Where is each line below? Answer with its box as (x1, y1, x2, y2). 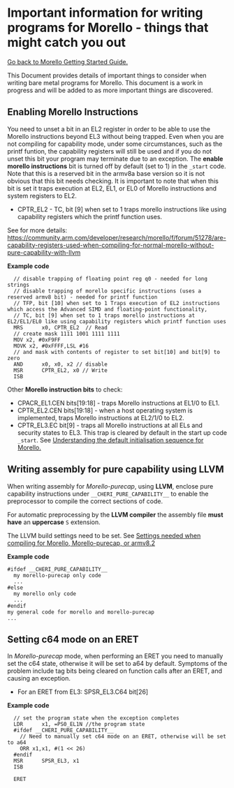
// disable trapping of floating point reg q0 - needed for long (13, 275, 208, 282)
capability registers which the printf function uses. (17, 212, 163, 221)
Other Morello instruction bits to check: (7, 385, 123, 394)
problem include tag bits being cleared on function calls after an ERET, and (7, 667, 222, 675)
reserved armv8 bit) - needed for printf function (7, 293, 158, 301)
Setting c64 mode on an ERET (7, 633, 139, 645)
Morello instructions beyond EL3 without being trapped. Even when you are (7, 132, 224, 140)
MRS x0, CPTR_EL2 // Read (13, 324, 108, 331)
